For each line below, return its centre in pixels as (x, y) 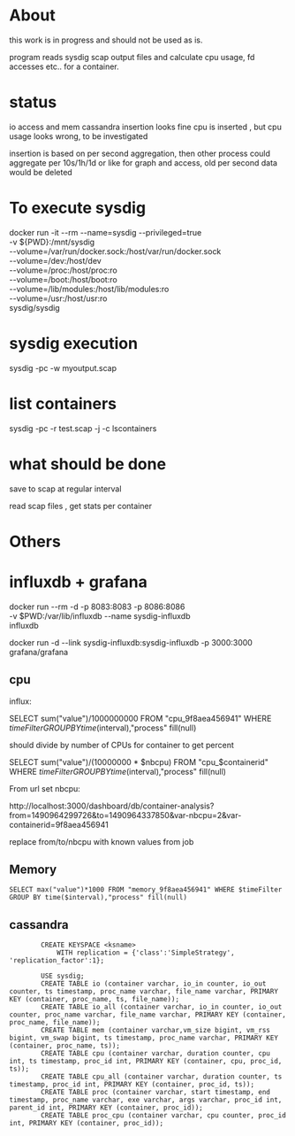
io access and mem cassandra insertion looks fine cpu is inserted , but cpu (146, 127)
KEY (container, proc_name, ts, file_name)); (94, 1000)
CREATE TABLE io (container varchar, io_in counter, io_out (154, 984)
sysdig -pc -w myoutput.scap (63, 367)
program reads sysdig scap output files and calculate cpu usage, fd (132, 57)
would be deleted (41, 172)
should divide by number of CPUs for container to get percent (121, 745)
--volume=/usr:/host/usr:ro (58, 298)
